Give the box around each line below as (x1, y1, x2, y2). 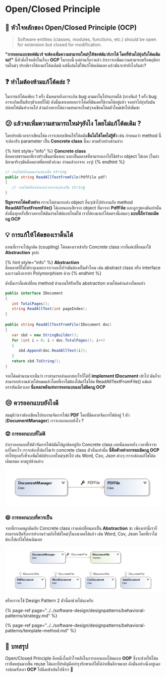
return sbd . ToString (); (11, 359, 61, 364)
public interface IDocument (5, 290, 63, 296)
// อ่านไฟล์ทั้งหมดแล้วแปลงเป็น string (5, 169, 67, 174)
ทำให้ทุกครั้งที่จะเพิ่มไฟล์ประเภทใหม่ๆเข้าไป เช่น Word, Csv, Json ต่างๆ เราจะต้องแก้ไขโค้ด (5, 453, 156, 459)
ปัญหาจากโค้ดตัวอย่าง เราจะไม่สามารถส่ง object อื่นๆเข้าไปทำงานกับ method (5, 200, 133, 205)
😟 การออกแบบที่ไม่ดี (5, 430, 46, 437)
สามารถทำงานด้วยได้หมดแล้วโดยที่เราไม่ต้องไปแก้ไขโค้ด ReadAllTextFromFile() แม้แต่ (5, 378, 152, 384)
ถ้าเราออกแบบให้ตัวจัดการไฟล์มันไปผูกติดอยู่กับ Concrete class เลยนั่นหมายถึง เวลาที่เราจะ (5, 442, 157, 448)
